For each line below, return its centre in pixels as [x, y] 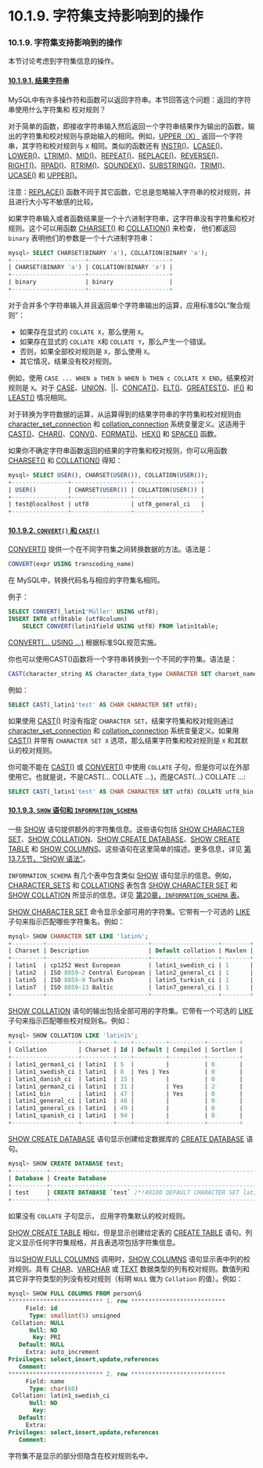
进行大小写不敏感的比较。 [56, 202]
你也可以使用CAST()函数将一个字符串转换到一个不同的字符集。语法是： [122, 659]
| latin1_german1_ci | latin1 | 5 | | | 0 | [126, 1064]
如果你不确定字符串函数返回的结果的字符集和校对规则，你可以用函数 [118, 450]
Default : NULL [41, 1345]
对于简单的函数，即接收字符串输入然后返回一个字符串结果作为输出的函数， [128, 126]
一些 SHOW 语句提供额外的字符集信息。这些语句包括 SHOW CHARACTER [126, 829]
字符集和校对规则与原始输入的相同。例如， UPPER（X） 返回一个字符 [132, 136]
